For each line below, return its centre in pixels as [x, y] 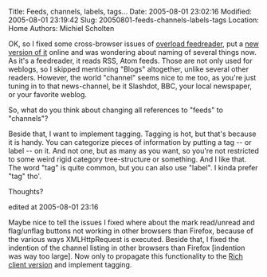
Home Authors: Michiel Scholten [61, 28]
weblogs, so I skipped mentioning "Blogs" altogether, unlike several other [129, 69]
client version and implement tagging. [70, 265]
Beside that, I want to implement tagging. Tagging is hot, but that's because [132, 134]
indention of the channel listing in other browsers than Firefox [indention [127, 248]
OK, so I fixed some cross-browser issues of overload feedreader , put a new [133, 44]
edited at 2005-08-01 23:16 [53, 207]
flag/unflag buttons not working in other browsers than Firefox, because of [131, 231]
